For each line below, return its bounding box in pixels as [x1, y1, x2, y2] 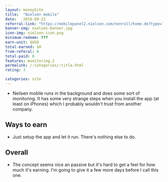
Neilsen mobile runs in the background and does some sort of [12, 90, 140, 96]
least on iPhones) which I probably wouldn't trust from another [12, 101, 141, 107]
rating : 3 [5, 68, 26, 73]
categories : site [5, 77, 41, 82]
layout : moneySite [5, 7, 43, 12]
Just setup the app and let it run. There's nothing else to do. [12, 134, 136, 140]
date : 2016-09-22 [5, 16, 46, 21]
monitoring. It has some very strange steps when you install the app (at [12, 95, 159, 101]
